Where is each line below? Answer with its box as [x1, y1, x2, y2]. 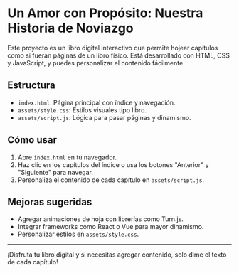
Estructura [7, 80, 55, 92]
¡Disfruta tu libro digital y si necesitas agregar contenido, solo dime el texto [7, 250, 227, 259]
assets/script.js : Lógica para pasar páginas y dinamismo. [17, 113, 191, 122]
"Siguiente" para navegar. [17, 168, 94, 176]
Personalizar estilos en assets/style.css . [17, 230, 139, 239]
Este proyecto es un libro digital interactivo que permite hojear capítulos [7, 43, 218, 52]
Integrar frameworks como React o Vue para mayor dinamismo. [17, 223, 204, 231]
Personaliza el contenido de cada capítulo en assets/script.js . [17, 176, 205, 184]
